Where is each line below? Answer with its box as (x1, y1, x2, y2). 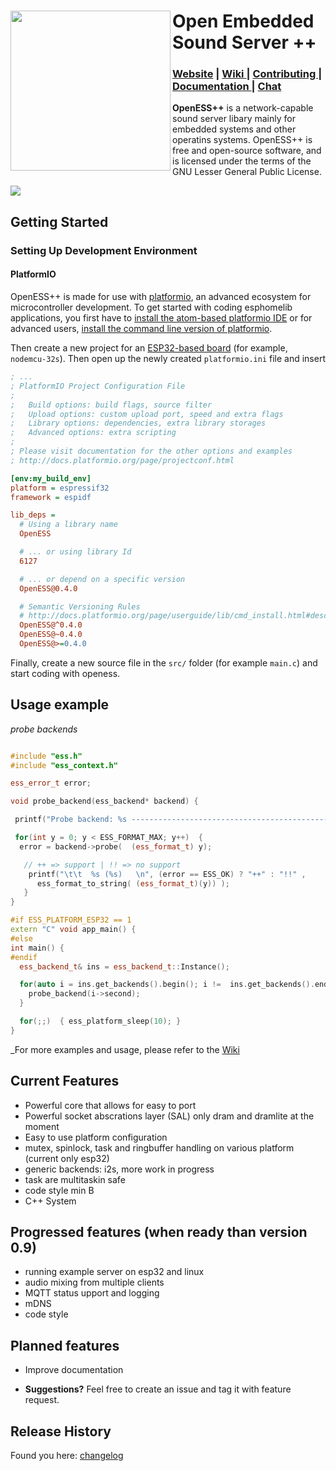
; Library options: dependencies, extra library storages (10, 418, 267, 429)
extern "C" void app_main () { (10, 925, 137, 935)
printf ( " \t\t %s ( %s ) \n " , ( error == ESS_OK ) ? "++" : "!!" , (28, 869, 307, 879)
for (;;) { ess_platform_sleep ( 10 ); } (19, 1016, 182, 1027)
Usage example (10, 696, 110, 714)
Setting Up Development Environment (10, 243, 198, 257)
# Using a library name (19, 520, 118, 530)
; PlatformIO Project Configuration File (10, 381, 186, 391)
